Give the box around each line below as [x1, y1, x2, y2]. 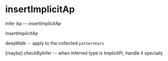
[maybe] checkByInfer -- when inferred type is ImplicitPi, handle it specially [5, 50, 163, 56]
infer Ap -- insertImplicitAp [5, 20, 61, 26]
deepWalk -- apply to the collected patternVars [5, 40, 104, 46]
